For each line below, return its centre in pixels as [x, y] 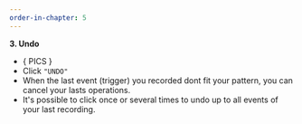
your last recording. [59, 109]
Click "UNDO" [45, 71]
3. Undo [24, 43]
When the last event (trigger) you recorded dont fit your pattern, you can [158, 80]
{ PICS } [37, 61]
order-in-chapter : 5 [48, 18]
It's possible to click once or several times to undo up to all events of [150, 100]
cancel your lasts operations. [76, 90]
